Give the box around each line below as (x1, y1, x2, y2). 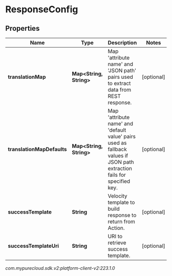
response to (107, 211, 137, 219)
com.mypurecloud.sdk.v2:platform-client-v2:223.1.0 (5, 265, 115, 271)
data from (107, 86, 132, 93)
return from (107, 218, 136, 225)
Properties (5, 24, 40, 33)
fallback (107, 146, 127, 153)
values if (107, 152, 128, 159)
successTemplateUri (8, 242, 59, 249)
